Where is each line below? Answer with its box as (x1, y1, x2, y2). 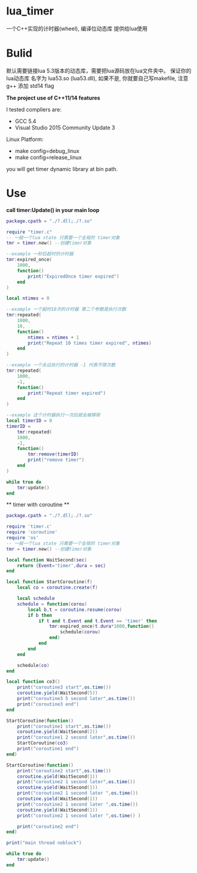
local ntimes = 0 (6, 295, 50, 302)
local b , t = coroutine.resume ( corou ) (28, 607, 122, 613)
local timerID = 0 (6, 418, 52, 424)
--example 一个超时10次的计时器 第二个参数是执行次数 (6, 306, 126, 313)
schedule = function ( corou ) (17, 601, 87, 607)
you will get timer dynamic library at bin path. (6, 165, 118, 172)
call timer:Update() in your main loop (6, 206, 100, 213)
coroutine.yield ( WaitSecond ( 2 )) (17, 729, 98, 735)
